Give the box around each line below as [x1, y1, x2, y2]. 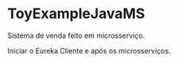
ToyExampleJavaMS [7, 5, 145, 23]
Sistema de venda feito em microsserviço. [7, 31, 145, 40]
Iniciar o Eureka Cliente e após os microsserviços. [7, 46, 172, 55]
